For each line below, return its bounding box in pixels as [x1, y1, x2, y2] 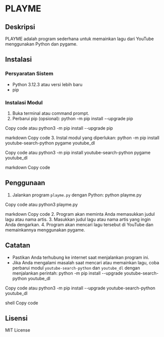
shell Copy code [5, 300, 39, 306]
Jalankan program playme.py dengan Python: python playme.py [12, 192, 142, 198]
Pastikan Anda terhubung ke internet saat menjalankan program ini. [12, 254, 150, 260]
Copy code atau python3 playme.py [5, 201, 78, 207]
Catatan [5, 241, 31, 250]
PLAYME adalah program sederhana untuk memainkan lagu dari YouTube [5, 36, 154, 42]
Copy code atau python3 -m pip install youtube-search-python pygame [5, 149, 151, 155]
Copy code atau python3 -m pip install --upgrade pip [5, 125, 113, 131]
